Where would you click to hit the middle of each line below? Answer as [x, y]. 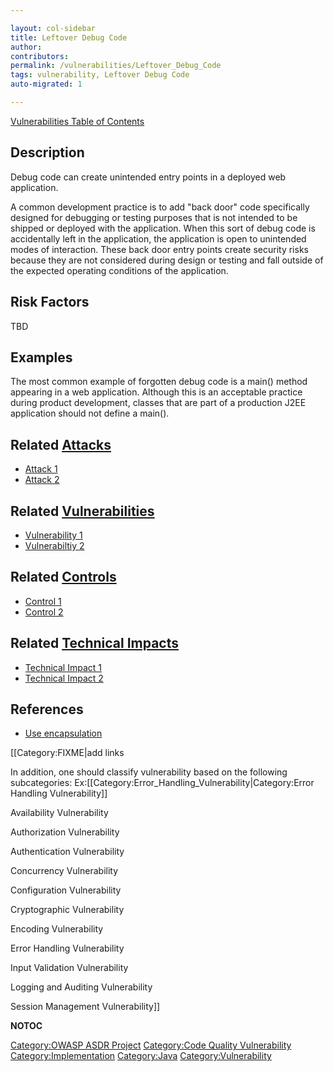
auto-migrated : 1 [46, 84]
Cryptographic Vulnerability [67, 910]
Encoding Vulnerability [57, 929]
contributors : [40, 56]
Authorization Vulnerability [65, 832]
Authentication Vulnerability [67, 852]
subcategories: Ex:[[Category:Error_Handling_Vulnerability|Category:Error [162, 783]
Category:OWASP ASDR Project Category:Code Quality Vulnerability [151, 1045]
